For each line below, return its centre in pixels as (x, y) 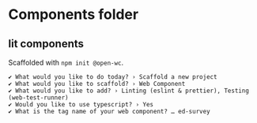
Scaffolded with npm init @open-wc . (66, 62)
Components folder (74, 15)
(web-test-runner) (38, 98)
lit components (46, 44)
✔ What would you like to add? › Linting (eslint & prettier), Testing (128, 91)
